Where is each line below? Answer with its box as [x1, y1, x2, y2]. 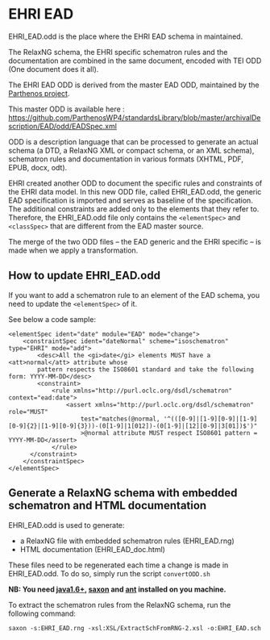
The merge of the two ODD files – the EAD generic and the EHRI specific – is [8, 236, 262, 246]
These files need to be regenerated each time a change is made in [8, 560, 229, 570]
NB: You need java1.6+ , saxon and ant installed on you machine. [8, 584, 227, 594]
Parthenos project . [8, 88, 70, 98]
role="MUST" [8, 408, 48, 416]
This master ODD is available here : [8, 104, 125, 114]
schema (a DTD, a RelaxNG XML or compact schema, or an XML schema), [8, 145, 255, 155]
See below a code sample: [8, 314, 97, 324]
